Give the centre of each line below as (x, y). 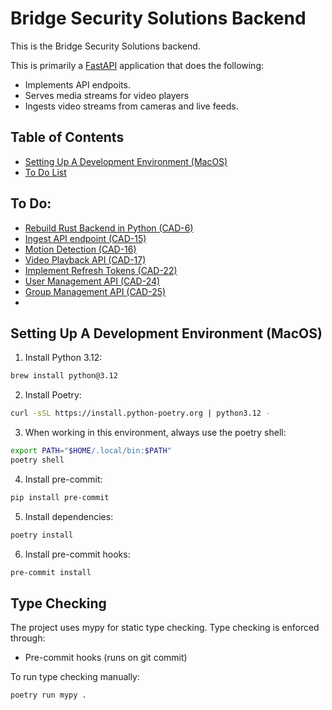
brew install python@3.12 (64, 376)
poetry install (42, 535)
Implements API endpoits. (77, 84)
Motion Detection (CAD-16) (80, 249)
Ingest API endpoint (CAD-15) (85, 238)
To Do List (45, 172)
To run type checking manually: (75, 677)
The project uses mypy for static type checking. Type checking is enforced (165, 628)
